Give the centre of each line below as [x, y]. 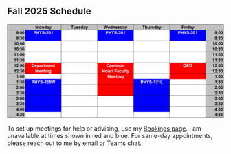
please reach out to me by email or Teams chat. [75, 143]
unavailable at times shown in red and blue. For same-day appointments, [110, 136]
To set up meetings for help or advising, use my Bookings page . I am [104, 129]
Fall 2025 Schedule [49, 11]
